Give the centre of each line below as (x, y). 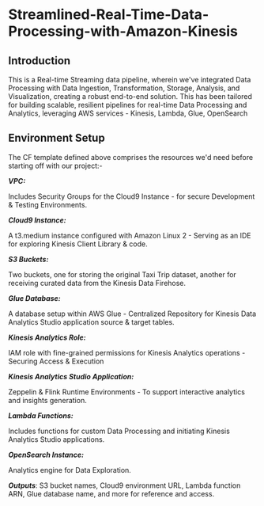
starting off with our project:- (55, 165)
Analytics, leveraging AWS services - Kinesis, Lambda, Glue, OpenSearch (128, 113)
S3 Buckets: (28, 259)
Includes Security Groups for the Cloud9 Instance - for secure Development (132, 196)
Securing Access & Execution (56, 361)
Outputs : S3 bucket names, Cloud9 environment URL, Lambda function (124, 485)
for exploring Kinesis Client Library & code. (78, 244)
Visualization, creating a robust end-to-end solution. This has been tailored (130, 96)
